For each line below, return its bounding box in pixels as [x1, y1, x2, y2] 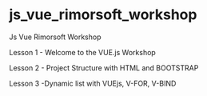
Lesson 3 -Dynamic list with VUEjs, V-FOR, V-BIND [9, 78, 177, 88]
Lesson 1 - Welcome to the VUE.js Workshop [9, 47, 157, 57]
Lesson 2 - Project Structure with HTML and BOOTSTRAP [9, 62, 199, 73]
